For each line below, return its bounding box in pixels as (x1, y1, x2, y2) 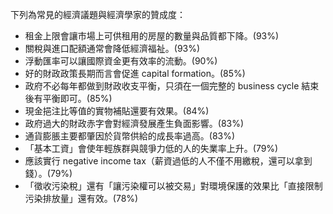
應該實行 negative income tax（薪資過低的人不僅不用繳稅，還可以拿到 (24, 155, 313, 167)
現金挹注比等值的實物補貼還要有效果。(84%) (24, 105, 210, 117)
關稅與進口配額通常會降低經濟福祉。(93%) (24, 43, 201, 54)
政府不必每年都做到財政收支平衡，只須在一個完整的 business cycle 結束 (24, 80, 320, 92)
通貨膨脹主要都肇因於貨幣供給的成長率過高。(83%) (24, 130, 236, 142)
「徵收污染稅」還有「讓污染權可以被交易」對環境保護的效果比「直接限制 (24, 180, 323, 192)
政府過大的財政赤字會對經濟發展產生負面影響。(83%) (24, 118, 245, 129)
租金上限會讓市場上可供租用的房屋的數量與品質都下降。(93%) (24, 30, 280, 42)
